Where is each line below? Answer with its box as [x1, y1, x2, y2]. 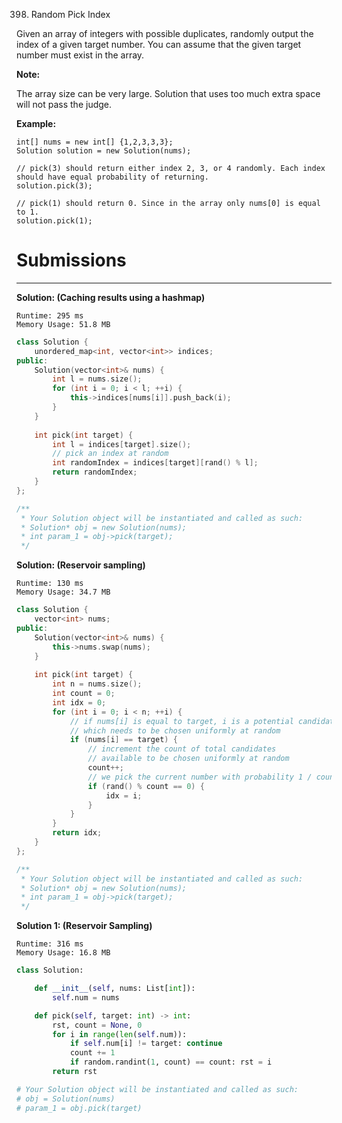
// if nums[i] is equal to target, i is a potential [69, 716, 294, 726]
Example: [16, 118, 57, 129]
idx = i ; [105, 790, 143, 801]
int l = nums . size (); [52, 374, 143, 384]
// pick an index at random [52, 449, 169, 459]
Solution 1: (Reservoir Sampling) [16, 920, 153, 932]
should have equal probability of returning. [16, 172, 209, 182]
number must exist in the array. [16, 49, 145, 61]
